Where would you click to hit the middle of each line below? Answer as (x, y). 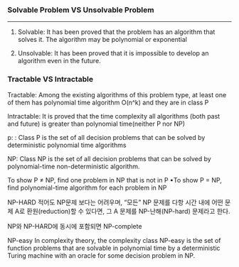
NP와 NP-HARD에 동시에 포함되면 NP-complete (75, 226)
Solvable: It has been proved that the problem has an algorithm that (116, 32)
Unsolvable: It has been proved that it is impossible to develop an (113, 53)
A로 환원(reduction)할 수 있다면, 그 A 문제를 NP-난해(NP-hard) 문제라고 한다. (122, 211)
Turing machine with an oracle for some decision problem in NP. (101, 255)
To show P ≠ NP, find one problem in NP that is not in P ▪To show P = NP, (115, 180)
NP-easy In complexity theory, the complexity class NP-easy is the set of (114, 240)
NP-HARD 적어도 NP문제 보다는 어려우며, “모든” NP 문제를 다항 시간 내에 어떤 (116, 202)
